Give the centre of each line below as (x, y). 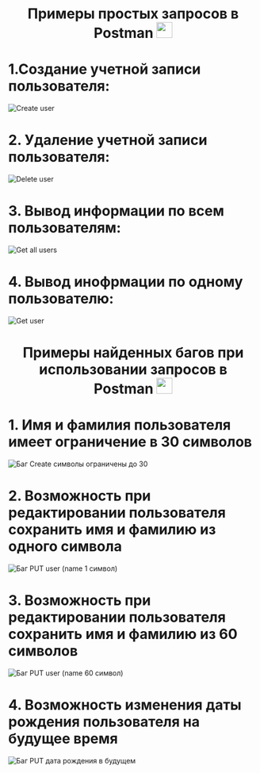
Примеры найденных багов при (133, 353)
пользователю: (61, 299)
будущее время (63, 739)
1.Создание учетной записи (105, 69)
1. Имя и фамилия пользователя (120, 425)
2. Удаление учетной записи (108, 140)
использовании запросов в (133, 370)
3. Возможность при (80, 601)
